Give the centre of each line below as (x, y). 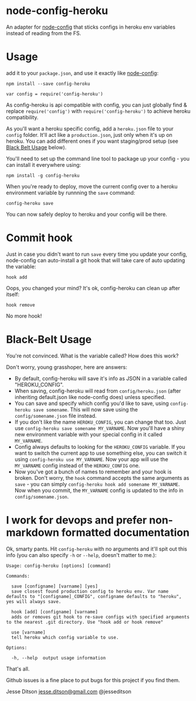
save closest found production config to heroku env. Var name (90, 591)
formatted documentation (125, 532)
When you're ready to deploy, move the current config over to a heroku (92, 186)
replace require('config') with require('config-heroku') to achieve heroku (98, 111)
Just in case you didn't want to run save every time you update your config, (97, 254)
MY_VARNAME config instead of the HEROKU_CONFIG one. (77, 465)
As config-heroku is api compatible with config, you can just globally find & (97, 105)
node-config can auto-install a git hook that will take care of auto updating (96, 260)
